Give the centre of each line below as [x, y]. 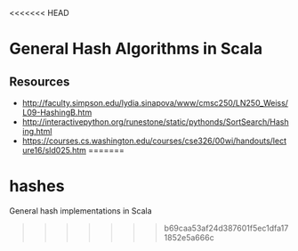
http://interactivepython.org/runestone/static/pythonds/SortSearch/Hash [155, 122]
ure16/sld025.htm [54, 150]
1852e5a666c [189, 237]
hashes [37, 186]
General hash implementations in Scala [81, 211]
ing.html [37, 131]
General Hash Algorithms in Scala [136, 49]
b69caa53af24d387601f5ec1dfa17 [226, 228]
